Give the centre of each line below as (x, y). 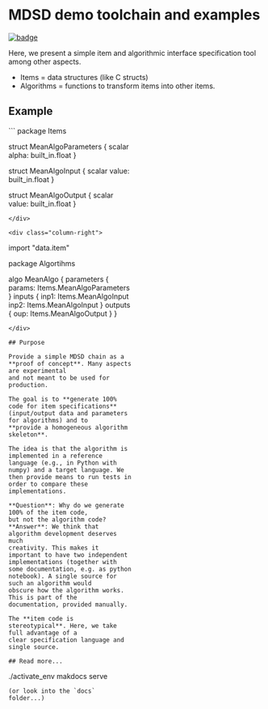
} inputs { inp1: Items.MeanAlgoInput (69, 296)
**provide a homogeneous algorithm (68, 427)
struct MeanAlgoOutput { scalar (61, 195)
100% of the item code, (48, 512)
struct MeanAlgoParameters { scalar (69, 146)
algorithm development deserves (63, 533)
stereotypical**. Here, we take (63, 626)
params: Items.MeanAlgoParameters (69, 287)
